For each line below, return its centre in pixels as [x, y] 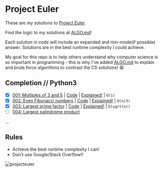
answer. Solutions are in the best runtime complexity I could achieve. [75, 47]
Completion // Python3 [41, 83]
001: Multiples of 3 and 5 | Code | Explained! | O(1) [64, 95]
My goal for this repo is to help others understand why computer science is [81, 57]
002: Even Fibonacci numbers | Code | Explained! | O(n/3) [71, 101]
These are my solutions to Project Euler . [46, 23]
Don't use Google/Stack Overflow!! [48, 154]
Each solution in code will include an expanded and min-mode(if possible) [80, 42]
